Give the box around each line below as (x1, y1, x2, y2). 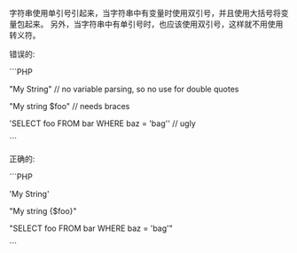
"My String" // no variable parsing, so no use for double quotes (9, 83, 239, 94)
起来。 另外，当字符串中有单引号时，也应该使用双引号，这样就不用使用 (24, 19, 284, 29)
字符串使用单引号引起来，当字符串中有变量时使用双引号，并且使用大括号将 (9, 8, 281, 18)
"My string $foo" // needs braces (9, 101, 130, 111)
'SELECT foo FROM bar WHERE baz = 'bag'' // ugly (9, 118, 197, 129)
